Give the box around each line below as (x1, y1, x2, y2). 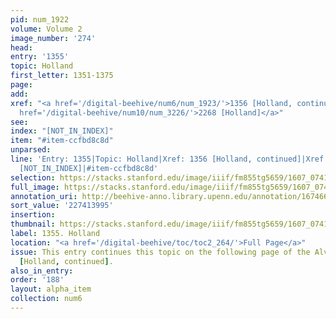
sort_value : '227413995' (10, 201, 114, 211)
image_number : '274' (10, 33, 97, 43)
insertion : (10, 210, 56, 220)
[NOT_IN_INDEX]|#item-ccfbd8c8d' (19, 163, 159, 173)
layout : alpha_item (10, 284, 92, 295)
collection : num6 (10, 294, 83, 304)
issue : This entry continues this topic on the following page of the (10, 247, 311, 257)
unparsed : (10, 145, 52, 155)
